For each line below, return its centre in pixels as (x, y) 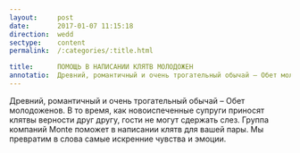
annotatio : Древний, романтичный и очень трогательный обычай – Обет (143, 76)
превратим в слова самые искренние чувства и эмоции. (118, 139)
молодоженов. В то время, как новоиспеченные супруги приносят (137, 110)
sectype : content (48, 42)
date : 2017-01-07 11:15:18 (71, 26)
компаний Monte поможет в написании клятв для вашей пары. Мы (137, 129)
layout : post (42, 17)
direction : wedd (42, 34)
